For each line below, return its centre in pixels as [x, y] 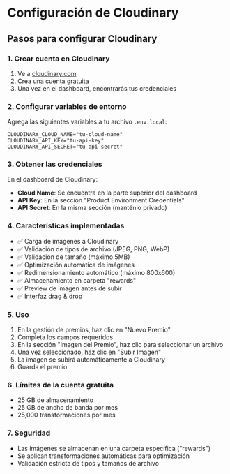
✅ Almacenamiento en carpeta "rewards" [77, 280]
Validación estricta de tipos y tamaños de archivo [88, 463]
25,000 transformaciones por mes [67, 415]
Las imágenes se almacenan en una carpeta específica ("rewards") [114, 448]
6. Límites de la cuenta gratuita [61, 385]
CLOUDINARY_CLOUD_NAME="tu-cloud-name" [65, 135]
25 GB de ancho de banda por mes [68, 408]
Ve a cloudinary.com [47, 73]
